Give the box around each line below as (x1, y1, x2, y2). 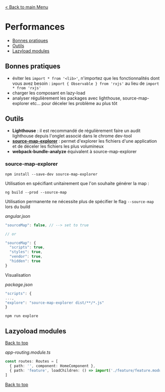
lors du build (5, 204, 30, 209)
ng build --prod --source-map (5, 190, 67, 195)
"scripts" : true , (9, 245, 45, 250)
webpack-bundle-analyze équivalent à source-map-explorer (12, 148, 137, 154)
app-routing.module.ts (5, 349, 51, 355)
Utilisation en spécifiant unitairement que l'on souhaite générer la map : (5, 180, 149, 186)
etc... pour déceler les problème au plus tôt (30, 100, 118, 106)
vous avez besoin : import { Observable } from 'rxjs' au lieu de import (12, 80, 160, 86)
